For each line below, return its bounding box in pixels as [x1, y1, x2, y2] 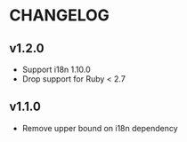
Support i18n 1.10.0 [21, 64, 91, 75]
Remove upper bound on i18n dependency [21, 122, 178, 133]
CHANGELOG [9, 5, 110, 26]
